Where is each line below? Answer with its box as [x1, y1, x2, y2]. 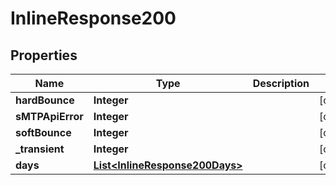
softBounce [15, 126, 72, 139]
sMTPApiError [15, 110, 84, 123]
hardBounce [15, 93, 75, 107]
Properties [10, 47, 78, 64]
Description [252, 77, 310, 90]
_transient [15, 142, 65, 156]
